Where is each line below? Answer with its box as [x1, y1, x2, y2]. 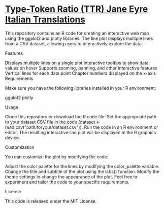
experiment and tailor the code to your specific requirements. [5, 179, 130, 185]
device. [5, 135, 20, 140]
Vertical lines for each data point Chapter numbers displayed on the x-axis [5, 70, 156, 76]
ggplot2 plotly [5, 95, 33, 101]
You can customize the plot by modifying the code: [5, 154, 108, 160]
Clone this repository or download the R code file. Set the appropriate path [5, 113, 157, 119]
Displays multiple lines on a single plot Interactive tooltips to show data [5, 60, 149, 66]
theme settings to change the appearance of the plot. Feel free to [5, 173, 138, 179]
